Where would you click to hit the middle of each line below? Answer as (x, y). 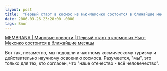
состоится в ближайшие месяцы (59, 43)
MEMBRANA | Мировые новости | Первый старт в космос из (69, 38)
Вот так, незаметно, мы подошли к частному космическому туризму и (81, 53)
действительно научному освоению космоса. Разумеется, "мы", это (78, 58)
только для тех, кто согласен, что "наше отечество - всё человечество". (82, 63)
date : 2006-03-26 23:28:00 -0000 (40, 19)
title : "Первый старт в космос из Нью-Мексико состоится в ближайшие (80, 14)
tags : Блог (16, 24)
